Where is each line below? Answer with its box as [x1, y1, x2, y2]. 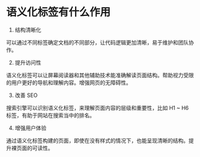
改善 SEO [14, 92, 37, 99]
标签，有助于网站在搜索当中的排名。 [6, 111, 95, 119]
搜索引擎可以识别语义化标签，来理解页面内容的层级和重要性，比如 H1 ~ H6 [6, 104, 189, 111]
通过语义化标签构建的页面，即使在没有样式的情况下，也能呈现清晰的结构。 [6, 137, 189, 144]
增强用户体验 [14, 124, 46, 131]
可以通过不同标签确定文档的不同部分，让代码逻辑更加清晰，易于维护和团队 [6, 39, 189, 46]
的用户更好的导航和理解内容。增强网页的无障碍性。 [6, 78, 132, 86]
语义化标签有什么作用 [6, 5, 111, 19]
